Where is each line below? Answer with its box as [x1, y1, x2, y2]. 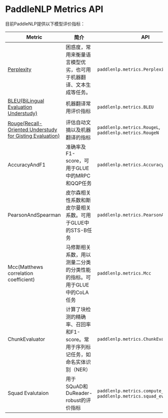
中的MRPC [65, 172, 91, 179]
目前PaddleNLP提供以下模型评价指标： [5, 21, 85, 27]
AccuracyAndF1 [7, 161, 46, 168]
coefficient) [7, 276, 35, 283]
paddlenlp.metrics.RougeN [97, 129, 159, 135]
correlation [7, 269, 33, 276]
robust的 [65, 396, 86, 403]
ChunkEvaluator [7, 335, 45, 342]
